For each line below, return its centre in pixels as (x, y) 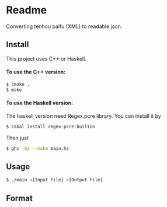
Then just (18, 138)
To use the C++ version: (36, 72)
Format (20, 198)
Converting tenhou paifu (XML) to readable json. (64, 26)
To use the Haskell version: (40, 103)
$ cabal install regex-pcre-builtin (51, 127)
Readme (27, 10)
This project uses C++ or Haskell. (46, 58)
